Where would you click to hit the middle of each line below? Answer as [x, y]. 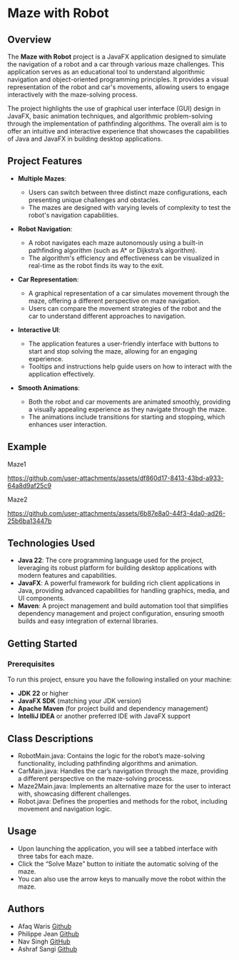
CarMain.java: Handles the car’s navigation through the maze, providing [123, 771]
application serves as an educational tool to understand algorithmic [106, 72]
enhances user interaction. [68, 424]
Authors [26, 909]
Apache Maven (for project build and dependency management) [113, 709]
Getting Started [42, 643]
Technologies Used [51, 543]
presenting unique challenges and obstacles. [94, 200]
